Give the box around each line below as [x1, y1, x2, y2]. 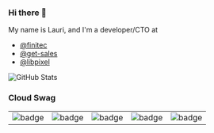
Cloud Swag [8, 93, 56, 104]
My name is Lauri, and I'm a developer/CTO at [8, 25, 159, 35]
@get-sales [19, 49, 58, 59]
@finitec [19, 40, 48, 50]
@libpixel [19, 57, 50, 66]
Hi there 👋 [8, 7, 48, 18]
